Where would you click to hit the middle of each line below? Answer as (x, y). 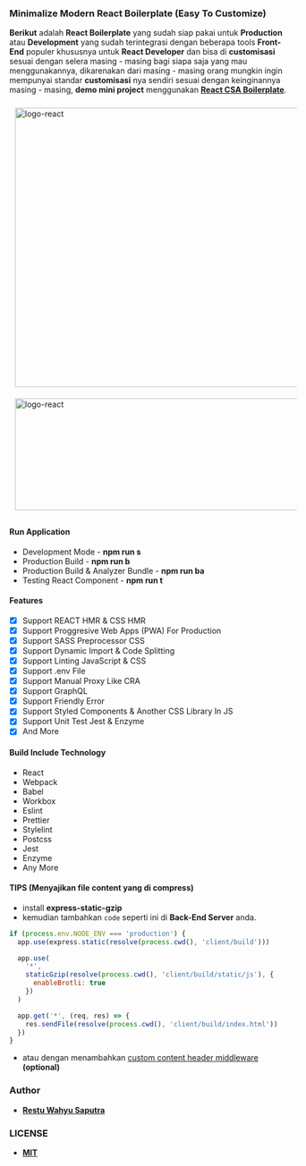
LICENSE (29, 1133)
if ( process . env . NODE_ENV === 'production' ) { (98, 934)
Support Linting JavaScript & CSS (84, 661)
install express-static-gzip (72, 908)
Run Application (40, 531)
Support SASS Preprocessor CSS (84, 640)
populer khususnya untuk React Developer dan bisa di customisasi (150, 52)
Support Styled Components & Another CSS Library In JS (127, 711)
